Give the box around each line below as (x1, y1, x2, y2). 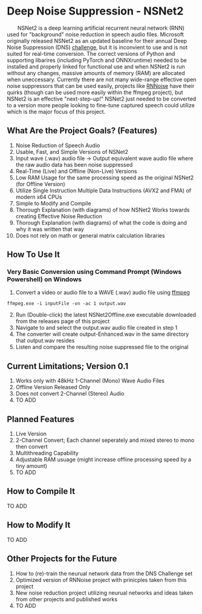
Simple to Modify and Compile (15, 199, 91, 207)
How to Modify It (7, 520, 71, 530)
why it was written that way (15, 225, 84, 233)
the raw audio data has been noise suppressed (15, 161, 133, 168)
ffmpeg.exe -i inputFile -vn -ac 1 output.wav (7, 301, 126, 307)
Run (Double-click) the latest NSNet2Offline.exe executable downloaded (15, 311, 197, 319)
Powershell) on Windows (7, 275, 82, 284)
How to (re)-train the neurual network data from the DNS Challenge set (15, 570, 193, 577)
